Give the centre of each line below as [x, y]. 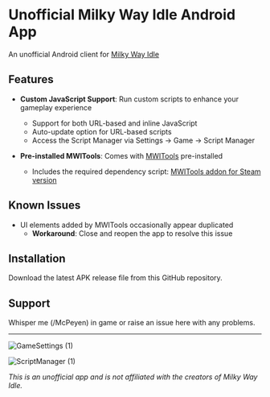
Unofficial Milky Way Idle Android [122, 15]
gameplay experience [56, 107]
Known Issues [45, 206]
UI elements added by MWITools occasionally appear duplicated [127, 225]
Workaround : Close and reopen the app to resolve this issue [132, 233]
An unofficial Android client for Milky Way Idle [84, 54]
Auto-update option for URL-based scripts [102, 131]
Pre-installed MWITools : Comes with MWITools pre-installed [121, 155]
